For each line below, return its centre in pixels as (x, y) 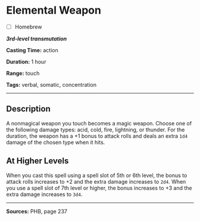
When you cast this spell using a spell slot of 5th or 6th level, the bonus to (97, 175)
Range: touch (23, 73)
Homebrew (28, 27)
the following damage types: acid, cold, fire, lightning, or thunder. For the (96, 130)
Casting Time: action (32, 50)
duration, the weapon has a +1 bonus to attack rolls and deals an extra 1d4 (97, 136)
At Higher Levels (37, 161)
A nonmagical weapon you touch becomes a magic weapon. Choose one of (99, 123)
